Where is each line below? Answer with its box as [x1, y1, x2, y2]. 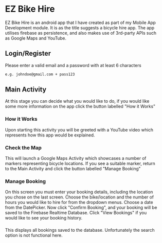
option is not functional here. [5, 232, 63, 238]
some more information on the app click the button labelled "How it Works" [5, 104, 156, 110]
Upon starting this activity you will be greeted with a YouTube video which [5, 127, 154, 133]
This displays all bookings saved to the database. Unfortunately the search [5, 227, 155, 233]
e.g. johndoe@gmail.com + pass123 [5, 72, 75, 77]
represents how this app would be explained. [5, 132, 95, 138]
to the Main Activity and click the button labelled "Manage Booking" [5, 166, 141, 172]
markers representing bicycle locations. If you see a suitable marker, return [5, 160, 156, 167]
